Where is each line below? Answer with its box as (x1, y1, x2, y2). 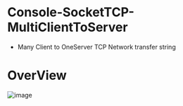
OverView (7, 68, 67, 83)
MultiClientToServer (7, 19, 128, 35)
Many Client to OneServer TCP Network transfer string (17, 42, 176, 51)
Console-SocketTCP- (7, 4, 135, 20)
